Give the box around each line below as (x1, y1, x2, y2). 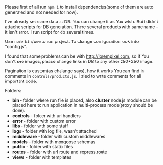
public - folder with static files (12, 144, 73, 149)
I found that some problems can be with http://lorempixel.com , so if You (5, 53, 149, 59)
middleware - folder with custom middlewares (12, 134, 106, 139)
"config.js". (5, 44, 28, 49)
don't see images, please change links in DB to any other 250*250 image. (5, 59, 154, 64)
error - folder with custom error (12, 118, 76, 124)
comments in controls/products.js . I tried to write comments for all (5, 73, 142, 79)
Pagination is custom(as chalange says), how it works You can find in (5, 68, 144, 74)
